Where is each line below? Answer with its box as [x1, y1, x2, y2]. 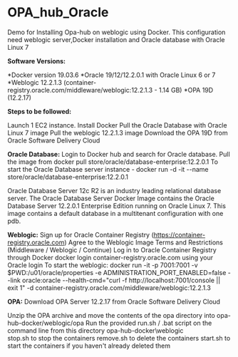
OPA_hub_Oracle [7, 4, 109, 21]
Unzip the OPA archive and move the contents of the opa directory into [7, 311, 215, 319]
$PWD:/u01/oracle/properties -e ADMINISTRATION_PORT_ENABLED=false [7, 268, 227, 276]
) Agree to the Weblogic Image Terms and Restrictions [63, 238, 223, 247]
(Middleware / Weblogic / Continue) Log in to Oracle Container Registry [7, 245, 217, 254]
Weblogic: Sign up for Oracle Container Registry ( [7, 230, 155, 239]
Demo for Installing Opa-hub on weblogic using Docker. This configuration [7, 28, 226, 36]
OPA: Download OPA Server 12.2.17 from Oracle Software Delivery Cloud [7, 297, 221, 306]
